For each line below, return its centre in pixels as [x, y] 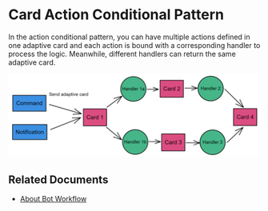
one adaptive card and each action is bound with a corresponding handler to [134, 45]
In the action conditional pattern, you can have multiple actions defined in [129, 37]
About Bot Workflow [53, 199]
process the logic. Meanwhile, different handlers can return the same [122, 54]
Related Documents [58, 179]
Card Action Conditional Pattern [116, 15]
